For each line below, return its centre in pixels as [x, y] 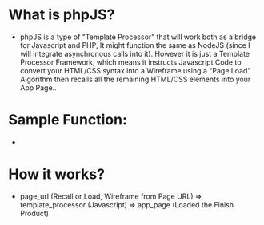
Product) [34, 213]
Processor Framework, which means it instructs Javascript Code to [130, 62]
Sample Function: [68, 120]
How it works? [57, 174]
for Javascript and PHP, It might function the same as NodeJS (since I [135, 45]
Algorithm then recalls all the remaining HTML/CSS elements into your [135, 79]
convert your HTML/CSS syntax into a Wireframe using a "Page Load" [135, 70]
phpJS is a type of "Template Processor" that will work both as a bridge [138, 37]
